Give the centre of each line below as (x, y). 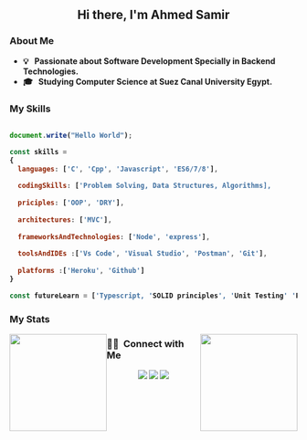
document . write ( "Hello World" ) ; (71, 135)
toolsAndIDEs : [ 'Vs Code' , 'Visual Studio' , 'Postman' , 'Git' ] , (143, 254)
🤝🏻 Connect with (145, 343)
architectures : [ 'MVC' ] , (65, 220)
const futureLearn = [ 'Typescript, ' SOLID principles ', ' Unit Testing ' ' (153, 296)
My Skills (30, 109)
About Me (32, 41)
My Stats (30, 319)
